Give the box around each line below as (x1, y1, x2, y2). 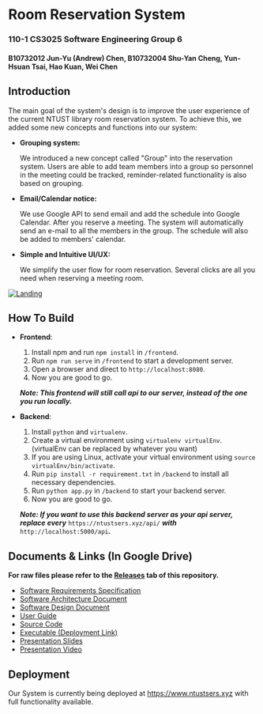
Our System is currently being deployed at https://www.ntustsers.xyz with (8, 688, 249, 697)
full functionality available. (8, 697, 93, 706)
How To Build (8, 311, 74, 325)
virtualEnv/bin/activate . (31, 461, 116, 470)
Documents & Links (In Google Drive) (8, 550, 193, 563)
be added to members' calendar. (19, 234, 126, 244)
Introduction (8, 85, 71, 98)
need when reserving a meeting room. (19, 273, 145, 282)
